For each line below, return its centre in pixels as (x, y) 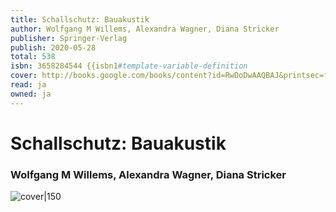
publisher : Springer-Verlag (69, 38)
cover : (24, 76)
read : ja (28, 85)
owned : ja (31, 94)
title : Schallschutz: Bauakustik (80, 19)
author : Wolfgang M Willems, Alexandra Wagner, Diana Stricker (145, 29)
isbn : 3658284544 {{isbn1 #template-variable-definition (129, 66)
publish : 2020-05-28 (53, 47)
